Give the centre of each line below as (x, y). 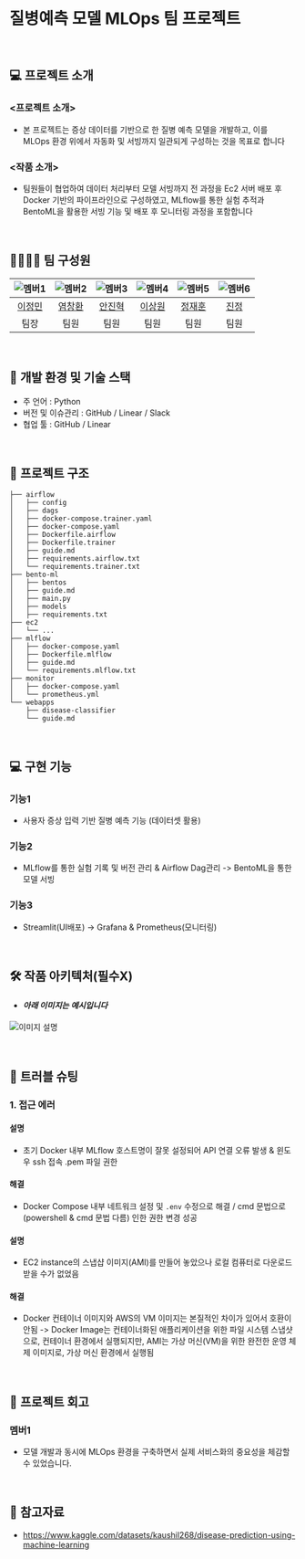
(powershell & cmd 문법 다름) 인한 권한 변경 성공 (110, 1217)
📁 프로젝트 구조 (49, 473)
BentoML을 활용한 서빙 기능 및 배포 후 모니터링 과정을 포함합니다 (137, 211)
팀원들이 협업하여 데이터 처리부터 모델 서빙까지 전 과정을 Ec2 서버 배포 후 (152, 188)
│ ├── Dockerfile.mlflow (61, 655)
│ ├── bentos (38, 583)
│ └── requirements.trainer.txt (75, 567)
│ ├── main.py (40, 599)
